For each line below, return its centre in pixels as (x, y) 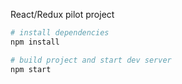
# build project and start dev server (91, 60)
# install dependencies (60, 33)
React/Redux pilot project (62, 14)
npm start (31, 69)
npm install (35, 42)
